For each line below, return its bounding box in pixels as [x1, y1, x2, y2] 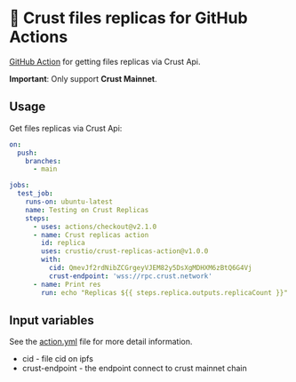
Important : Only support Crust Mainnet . [9, 73, 157, 84]
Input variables [9, 313, 95, 328]
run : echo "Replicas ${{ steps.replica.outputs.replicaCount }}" [41, 288, 289, 297]
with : [41, 255, 62, 265]
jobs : [9, 181, 29, 190]
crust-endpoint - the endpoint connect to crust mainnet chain [21, 363, 247, 374]
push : [17, 148, 38, 157]
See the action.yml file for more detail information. [9, 337, 193, 347]
